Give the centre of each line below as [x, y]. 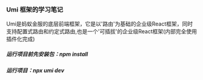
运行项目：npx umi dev [35, 70]
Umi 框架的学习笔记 [35, 9]
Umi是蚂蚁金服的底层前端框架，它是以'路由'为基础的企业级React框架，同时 [100, 24]
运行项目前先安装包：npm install [47, 54]
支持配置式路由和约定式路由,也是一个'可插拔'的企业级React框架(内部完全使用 [102, 32]
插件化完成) [21, 39]
